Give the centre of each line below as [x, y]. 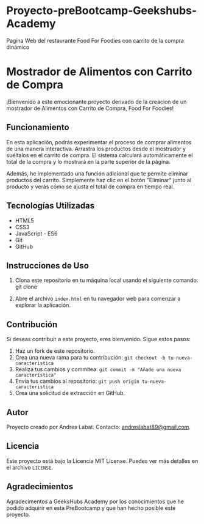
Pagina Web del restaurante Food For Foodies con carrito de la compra [95, 40]
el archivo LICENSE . [30, 467]
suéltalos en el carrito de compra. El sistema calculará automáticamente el [100, 155]
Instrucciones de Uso [48, 266]
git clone [26, 287]
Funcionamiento [38, 127]
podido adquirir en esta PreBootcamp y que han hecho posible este [91, 507]
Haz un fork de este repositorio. [55, 351]
